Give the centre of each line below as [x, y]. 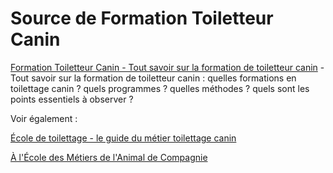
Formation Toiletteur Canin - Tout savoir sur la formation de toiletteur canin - [167, 67]
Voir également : [44, 118]
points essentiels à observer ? [72, 99]
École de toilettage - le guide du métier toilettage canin [123, 138]
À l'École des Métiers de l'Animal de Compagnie [109, 157]
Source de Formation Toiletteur [142, 18]
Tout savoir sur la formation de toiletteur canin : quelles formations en [153, 78]
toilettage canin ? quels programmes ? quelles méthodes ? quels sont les [160, 88]
